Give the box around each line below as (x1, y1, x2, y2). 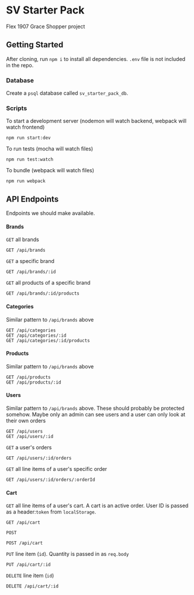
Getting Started (6, 40, 64, 50)
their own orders (6, 417, 46, 424)
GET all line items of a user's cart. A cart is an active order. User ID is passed (6, 502, 189, 509)
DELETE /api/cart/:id (6, 583, 59, 589)
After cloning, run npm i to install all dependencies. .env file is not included (6, 55, 186, 62)
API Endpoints (6, 194, 59, 204)
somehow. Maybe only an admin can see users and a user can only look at (6, 411, 186, 418)
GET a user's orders (6, 443, 52, 451)
